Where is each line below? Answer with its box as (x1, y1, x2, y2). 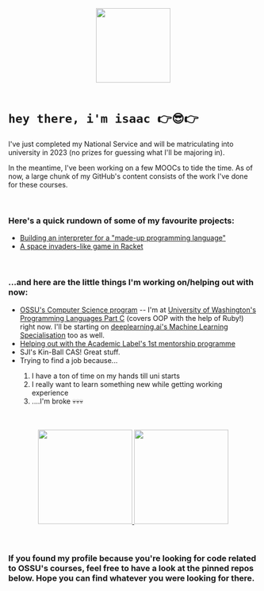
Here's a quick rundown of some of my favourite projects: (8, 214, 235, 226)
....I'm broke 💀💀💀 (31, 396, 84, 406)
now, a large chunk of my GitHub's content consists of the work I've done (8, 171, 248, 181)
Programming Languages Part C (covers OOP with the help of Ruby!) (19, 313, 244, 323)
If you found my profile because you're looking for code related (8, 553, 256, 564)
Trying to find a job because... (19, 355, 118, 365)
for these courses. (8, 180, 68, 189)
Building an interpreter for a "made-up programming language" (19, 234, 226, 243)
